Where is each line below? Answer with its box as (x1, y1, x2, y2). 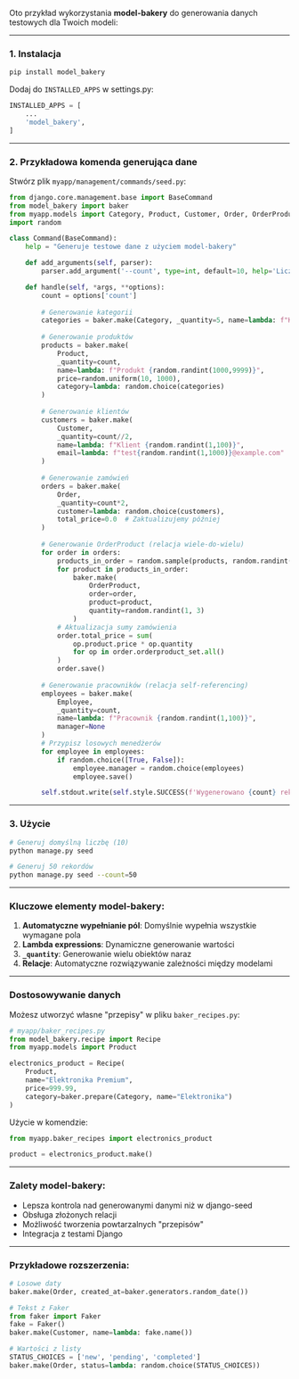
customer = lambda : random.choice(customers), (56, 507, 225, 516)
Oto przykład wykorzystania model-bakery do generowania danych (9, 8, 258, 18)
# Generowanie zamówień (41, 474, 129, 483)
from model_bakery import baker (9, 201, 129, 211)
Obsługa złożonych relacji (21, 1209, 117, 1220)
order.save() (56, 665, 105, 673)
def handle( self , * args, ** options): (25, 283, 166, 292)
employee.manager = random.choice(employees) (72, 764, 245, 772)
